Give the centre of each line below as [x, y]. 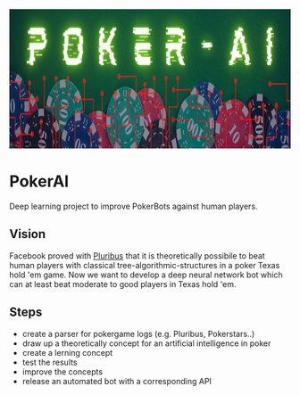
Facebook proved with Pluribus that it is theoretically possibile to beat [137, 255]
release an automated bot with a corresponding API [117, 381]
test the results [50, 362]
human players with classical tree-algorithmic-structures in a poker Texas [145, 265]
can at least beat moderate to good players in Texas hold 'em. [123, 284]
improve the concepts [62, 371]
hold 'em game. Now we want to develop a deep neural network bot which [146, 275]
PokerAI [39, 181]
